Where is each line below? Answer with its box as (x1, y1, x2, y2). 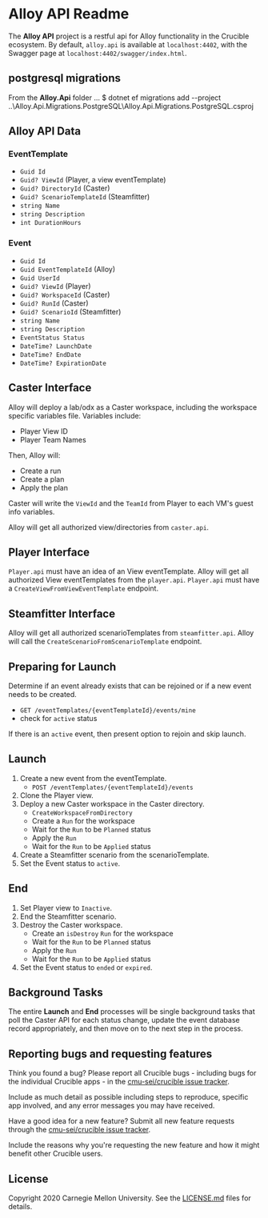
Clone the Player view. (19, 790, 94, 800)
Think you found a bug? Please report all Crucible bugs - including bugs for (8, 1068, 257, 1078)
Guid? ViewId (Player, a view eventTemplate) (19, 175, 166, 185)
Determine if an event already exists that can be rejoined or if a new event (8, 681, 252, 691)
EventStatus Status (19, 334, 86, 342)
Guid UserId (19, 274, 60, 282)
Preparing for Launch (8, 659, 117, 673)
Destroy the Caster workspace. (19, 920, 123, 929)
